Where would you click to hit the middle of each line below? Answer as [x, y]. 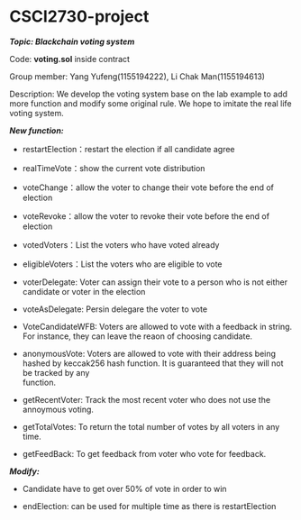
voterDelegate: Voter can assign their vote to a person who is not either [155, 282]
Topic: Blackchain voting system [72, 41]
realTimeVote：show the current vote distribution [114, 168]
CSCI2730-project [79, 17]
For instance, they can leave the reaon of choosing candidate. [137, 336]
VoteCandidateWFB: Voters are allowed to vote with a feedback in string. [157, 326]
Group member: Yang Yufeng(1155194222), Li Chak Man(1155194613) [137, 76]
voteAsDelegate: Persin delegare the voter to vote [115, 309]
